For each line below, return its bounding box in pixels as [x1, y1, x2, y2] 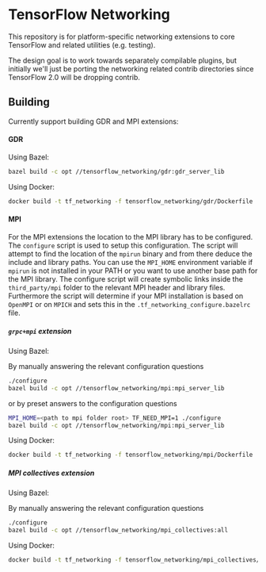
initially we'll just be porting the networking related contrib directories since [8, 63, 254, 73]
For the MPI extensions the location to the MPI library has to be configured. [8, 232, 253, 241]
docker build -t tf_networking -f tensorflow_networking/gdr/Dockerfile [8, 197, 253, 205]
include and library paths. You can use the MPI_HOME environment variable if [8, 257, 253, 267]
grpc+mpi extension [8, 326, 72, 336]
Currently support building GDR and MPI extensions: [8, 117, 179, 126]
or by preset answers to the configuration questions [8, 398, 178, 408]
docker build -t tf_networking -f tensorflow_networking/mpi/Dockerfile [8, 451, 253, 459]
